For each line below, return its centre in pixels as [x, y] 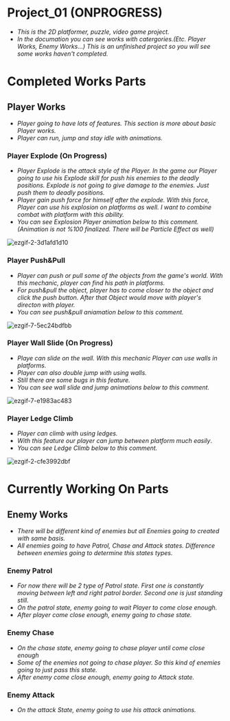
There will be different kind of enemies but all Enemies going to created [118, 531]
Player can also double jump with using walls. [82, 372]
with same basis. [41, 539]
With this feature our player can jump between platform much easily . [115, 441]
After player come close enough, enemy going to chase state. [104, 615]
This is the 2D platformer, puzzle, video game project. [93, 32]
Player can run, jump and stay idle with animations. [90, 138]
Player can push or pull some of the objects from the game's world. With [120, 275]
